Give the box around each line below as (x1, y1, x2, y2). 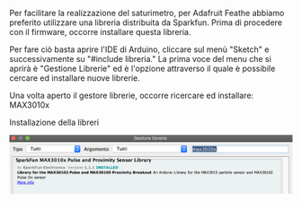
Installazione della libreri (9, 117, 100, 127)
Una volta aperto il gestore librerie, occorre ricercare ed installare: (9, 90, 254, 101)
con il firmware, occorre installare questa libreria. (9, 27, 191, 37)
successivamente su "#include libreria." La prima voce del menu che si (9, 54, 271, 64)
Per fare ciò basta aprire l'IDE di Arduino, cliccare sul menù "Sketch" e (9, 44, 270, 55)
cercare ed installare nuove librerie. (9, 73, 141, 83)
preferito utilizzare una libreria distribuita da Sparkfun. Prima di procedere (9, 17, 283, 28)
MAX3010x (9, 100, 50, 110)
